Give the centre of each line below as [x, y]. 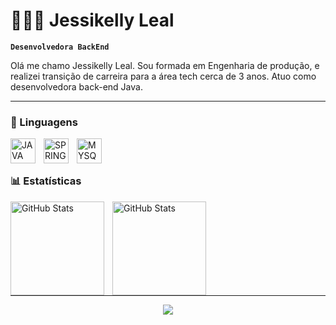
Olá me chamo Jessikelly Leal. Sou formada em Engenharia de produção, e [165, 65]
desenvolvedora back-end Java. [76, 86]
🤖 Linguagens [44, 122]
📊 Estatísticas [46, 181]
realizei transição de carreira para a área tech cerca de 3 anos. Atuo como [163, 76]
